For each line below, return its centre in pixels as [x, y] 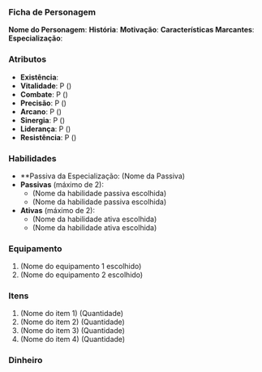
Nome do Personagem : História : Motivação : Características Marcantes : [131, 30]
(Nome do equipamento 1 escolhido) [81, 267]
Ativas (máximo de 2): [58, 210]
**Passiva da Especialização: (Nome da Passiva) [102, 176]
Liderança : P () [45, 129]
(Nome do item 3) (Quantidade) [73, 331]
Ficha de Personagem [52, 12]
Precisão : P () [43, 103]
